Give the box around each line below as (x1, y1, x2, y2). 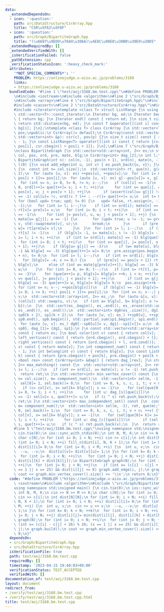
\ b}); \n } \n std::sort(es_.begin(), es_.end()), (14, 303, 121, 308)
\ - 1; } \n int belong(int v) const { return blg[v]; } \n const (14, 349, 147, 354)
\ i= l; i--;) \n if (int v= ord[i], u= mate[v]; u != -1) (14, 367, 139, 372)
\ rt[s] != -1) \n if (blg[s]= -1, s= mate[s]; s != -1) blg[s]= (14, 230, 154, 235)
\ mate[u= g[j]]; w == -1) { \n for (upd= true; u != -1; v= (14, 217, 152, 222)
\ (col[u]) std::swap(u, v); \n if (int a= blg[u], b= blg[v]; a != (14, 298, 159, 304)
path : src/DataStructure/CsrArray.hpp (14, 21, 93, 26)
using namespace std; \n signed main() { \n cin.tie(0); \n (14, 486, 130, 490)
